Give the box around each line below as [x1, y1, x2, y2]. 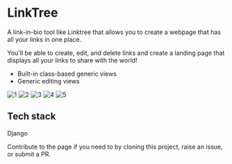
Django [7, 129, 28, 137]
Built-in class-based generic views [17, 69, 117, 78]
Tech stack [7, 110, 56, 122]
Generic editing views [17, 76, 80, 85]
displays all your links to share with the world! [7, 56, 138, 64]
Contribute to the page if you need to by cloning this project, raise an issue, [7, 142, 224, 151]
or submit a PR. [7, 149, 51, 158]
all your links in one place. [7, 35, 82, 43]
